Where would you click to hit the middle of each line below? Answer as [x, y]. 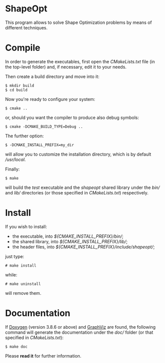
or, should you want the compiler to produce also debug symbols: [72, 117]
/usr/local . [16, 159]
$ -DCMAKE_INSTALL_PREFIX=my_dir [40, 145]
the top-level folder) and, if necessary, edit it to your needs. [66, 67]
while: [11, 274]
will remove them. [23, 293]
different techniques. [27, 27]
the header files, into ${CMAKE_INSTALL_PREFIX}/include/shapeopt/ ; [83, 247]
